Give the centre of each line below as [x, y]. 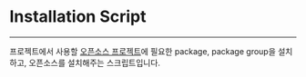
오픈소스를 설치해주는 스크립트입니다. [95, 63]
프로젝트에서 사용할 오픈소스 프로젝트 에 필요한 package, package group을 [143, 51]
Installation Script [78, 17]
